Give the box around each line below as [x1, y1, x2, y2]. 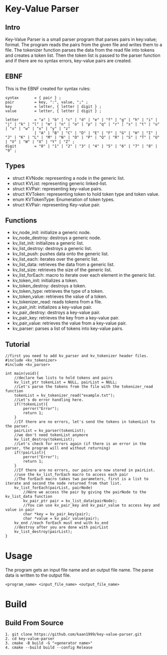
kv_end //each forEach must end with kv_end [14, 520, 108, 525]
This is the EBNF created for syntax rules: [5, 85, 91, 91]
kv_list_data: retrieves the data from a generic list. [12, 262, 115, 268]
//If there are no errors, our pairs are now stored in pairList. [14, 468, 155, 473]
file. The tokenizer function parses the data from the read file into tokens [5, 47, 155, 53]
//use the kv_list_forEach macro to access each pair [14, 472, 128, 477]
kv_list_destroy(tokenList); [14, 437, 75, 442]
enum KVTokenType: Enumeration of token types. [12, 196, 115, 202]
